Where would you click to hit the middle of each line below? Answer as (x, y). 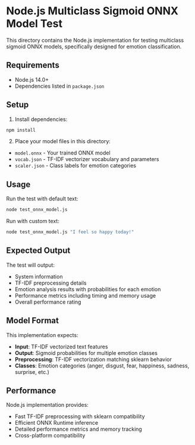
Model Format (33, 321)
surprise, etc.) (32, 372)
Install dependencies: (41, 119)
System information (39, 276)
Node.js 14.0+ (32, 79)
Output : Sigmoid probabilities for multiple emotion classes (86, 353)
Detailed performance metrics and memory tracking (78, 429)
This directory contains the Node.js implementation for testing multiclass (95, 40)
